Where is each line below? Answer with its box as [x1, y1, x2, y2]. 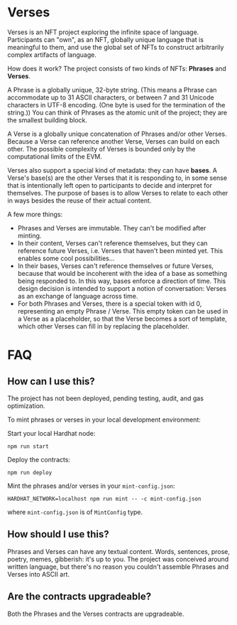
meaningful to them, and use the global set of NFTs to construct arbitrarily [7, 43, 224, 51]
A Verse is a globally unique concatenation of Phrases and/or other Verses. [7, 129, 227, 138]
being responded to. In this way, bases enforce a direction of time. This [17, 277, 226, 285]
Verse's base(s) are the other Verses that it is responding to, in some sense [7, 173, 228, 182]
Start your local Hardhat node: [7, 429, 96, 437]
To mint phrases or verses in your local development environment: [7, 415, 201, 424]
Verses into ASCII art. [7, 570, 70, 578]
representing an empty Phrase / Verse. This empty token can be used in [17, 306, 228, 315]
